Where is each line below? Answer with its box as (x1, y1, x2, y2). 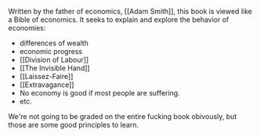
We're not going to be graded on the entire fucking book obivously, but (8, 112, 237, 121)
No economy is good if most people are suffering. (19, 88, 180, 97)
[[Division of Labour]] (19, 55, 89, 64)
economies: (8, 23, 46, 32)
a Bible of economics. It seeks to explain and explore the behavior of (8, 15, 229, 24)
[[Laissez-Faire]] (19, 72, 74, 81)
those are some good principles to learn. (8, 121, 139, 129)
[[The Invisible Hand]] (19, 63, 90, 73)
